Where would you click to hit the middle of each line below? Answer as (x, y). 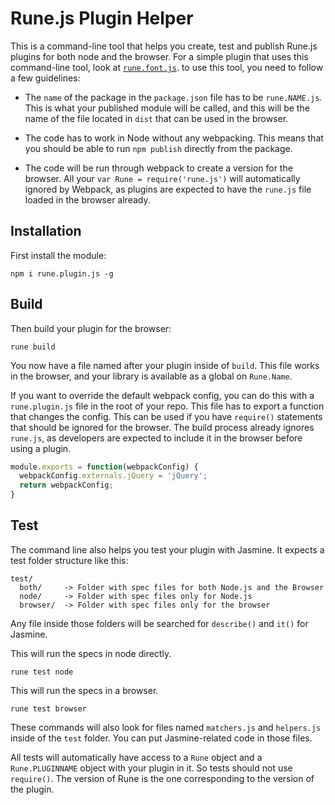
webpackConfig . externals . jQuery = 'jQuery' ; (113, 476)
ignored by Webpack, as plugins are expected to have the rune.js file (168, 189)
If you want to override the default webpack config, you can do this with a (162, 395)
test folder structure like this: (69, 560)
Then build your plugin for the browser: (91, 328)
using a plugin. (41, 448)
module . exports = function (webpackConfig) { (104, 467)
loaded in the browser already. (87, 199)
